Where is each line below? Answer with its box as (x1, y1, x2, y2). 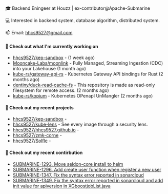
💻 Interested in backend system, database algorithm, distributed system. (5, 17, 160, 23)
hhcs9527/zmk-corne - (12, 132, 62, 139)
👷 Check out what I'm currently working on (5, 43, 98, 49)
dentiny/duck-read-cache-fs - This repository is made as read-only (12, 82, 155, 88)
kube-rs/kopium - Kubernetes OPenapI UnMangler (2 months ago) (12, 93, 153, 99)
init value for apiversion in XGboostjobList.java (12, 183, 111, 189)
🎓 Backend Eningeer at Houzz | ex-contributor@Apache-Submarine (5, 5, 150, 11)
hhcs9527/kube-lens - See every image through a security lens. (12, 121, 148, 128)
